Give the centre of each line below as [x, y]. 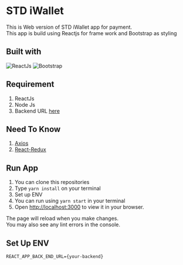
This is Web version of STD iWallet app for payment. [69, 27]
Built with [24, 52]
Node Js [25, 104]
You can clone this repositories [52, 182]
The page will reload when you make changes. [62, 219]
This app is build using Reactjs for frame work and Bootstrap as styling [91, 33]
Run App [22, 168]
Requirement [30, 84]
